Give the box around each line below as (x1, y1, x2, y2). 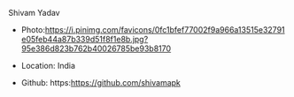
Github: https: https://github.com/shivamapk (20, 78, 181, 87)
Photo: (20, 25, 46, 34)
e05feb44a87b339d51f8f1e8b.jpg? (20, 34, 149, 44)
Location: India (20, 61, 76, 71)
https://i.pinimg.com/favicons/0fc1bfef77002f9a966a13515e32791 (44, 25, 285, 34)
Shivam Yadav (8, 8, 60, 18)
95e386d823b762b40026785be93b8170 (20, 43, 172, 54)
